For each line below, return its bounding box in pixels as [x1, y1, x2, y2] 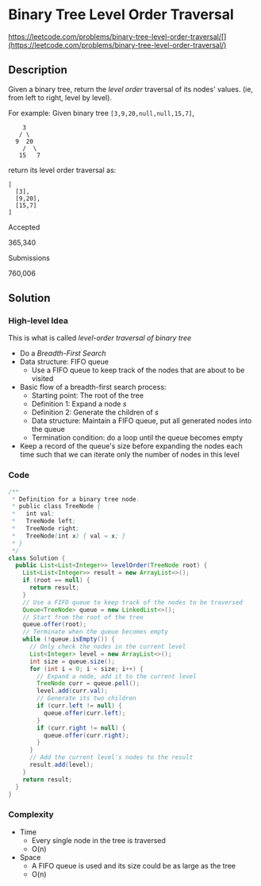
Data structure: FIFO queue [19, 357, 109, 367]
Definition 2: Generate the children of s [31, 407, 159, 418]
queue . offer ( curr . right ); [43, 731, 129, 739]
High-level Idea [8, 315, 69, 326]
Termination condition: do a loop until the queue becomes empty [31, 433, 244, 442]
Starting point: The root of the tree [31, 391, 144, 400]
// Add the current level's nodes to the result [29, 753, 194, 761]
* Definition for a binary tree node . [11, 495, 140, 503]
